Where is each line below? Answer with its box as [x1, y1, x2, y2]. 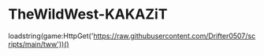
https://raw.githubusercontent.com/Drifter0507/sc [93, 31, 256, 40]
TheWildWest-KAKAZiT [8, 5, 168, 23]
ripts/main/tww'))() [8, 39, 69, 48]
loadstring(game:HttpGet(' [8, 31, 94, 40]
